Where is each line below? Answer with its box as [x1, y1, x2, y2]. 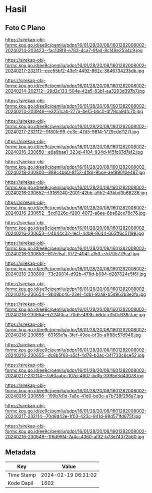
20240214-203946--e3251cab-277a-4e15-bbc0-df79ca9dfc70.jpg [5, 109, 143, 114]
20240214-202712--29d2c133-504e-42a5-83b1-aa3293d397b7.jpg [5, 88, 145, 94]
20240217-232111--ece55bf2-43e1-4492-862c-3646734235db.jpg [5, 68, 144, 74]
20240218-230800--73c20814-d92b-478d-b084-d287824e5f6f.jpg [5, 271, 146, 277]
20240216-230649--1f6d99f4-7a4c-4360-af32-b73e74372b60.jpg [5, 434, 144, 439]
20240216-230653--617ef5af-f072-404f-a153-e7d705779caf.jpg [5, 251, 139, 256]
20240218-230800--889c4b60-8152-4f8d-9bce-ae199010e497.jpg [5, 169, 145, 175]
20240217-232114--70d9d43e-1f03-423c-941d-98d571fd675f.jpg [5, 413, 141, 419]
